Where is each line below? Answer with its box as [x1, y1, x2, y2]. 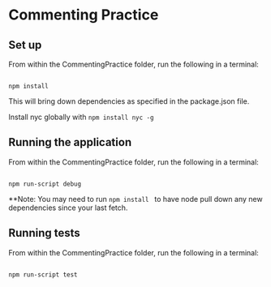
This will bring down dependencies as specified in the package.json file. [8, 96, 250, 106]
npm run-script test [8, 270, 79, 279]
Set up [8, 38, 42, 52]
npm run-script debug [8, 180, 82, 188]
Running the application [8, 135, 132, 149]
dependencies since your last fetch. [8, 203, 128, 212]
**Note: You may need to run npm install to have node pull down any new [8, 194, 263, 203]
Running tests [8, 226, 81, 240]
